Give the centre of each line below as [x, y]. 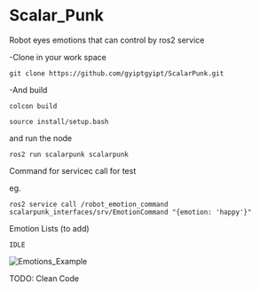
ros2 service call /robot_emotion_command [89, 204]
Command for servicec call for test [73, 170]
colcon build [33, 106]
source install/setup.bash [59, 122]
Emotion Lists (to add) [50, 228]
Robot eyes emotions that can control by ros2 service [107, 40]
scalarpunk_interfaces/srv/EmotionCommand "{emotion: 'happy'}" [130, 212]
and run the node [41, 138]
